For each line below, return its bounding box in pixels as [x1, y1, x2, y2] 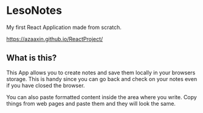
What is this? [6, 53, 57, 63]
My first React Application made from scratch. [6, 24, 122, 31]
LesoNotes [6, 4, 63, 18]
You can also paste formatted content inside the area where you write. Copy [6, 93, 198, 100]
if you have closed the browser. [6, 82, 85, 89]
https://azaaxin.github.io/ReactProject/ [6, 35, 103, 42]
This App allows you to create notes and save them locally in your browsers [6, 69, 196, 76]
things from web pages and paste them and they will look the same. [6, 100, 176, 107]
